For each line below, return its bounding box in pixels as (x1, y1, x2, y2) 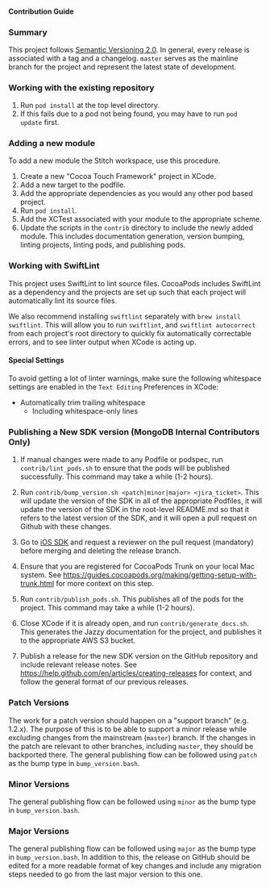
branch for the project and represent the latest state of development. (8, 61, 237, 72)
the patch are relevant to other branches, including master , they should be (8, 741, 254, 751)
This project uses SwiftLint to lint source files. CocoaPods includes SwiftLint (8, 278, 261, 288)
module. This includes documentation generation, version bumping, (19, 231, 245, 241)
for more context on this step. (56, 579, 155, 589)
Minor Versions (8, 778, 70, 789)
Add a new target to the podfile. (19, 180, 127, 189)
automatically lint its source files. (8, 295, 118, 306)
